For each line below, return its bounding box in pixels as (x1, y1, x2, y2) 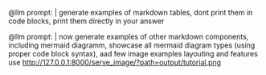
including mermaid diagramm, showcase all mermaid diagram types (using (8, 40, 256, 50)
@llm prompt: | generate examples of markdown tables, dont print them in (8, 8, 253, 17)
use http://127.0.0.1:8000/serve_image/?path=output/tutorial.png (8, 57, 222, 67)
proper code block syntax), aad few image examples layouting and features (8, 49, 259, 58)
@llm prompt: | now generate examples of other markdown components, (8, 32, 249, 41)
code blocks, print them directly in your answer (8, 16, 165, 26)
